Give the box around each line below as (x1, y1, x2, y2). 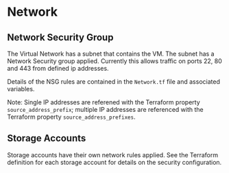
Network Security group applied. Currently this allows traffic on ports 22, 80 (7, 57, 223, 65)
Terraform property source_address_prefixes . (7, 113, 136, 121)
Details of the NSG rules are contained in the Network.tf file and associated (7, 78, 221, 86)
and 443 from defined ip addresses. (7, 65, 109, 72)
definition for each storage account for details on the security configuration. (7, 158, 222, 166)
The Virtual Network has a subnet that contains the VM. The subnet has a (7, 49, 215, 58)
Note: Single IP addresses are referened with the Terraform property (7, 98, 200, 106)
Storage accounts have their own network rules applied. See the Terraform (7, 150, 218, 159)
